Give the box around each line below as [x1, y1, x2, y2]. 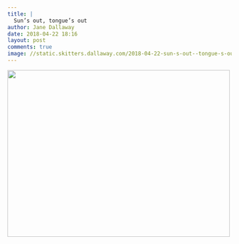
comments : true [7, 43, 53, 51]
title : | [7, 10, 33, 18]
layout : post [7, 37, 46, 44]
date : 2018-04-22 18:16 [7, 30, 78, 38]
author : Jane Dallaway [7, 23, 75, 31]
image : [7, 51, 27, 58]
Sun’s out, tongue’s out [14, 17, 87, 24]
